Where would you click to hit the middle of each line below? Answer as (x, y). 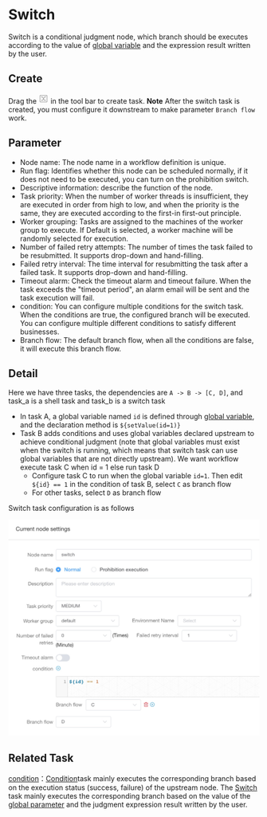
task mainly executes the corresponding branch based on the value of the (130, 795)
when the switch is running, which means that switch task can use (128, 450)
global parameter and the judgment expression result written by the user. (128, 804)
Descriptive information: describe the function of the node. (116, 187)
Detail (23, 373)
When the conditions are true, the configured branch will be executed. (135, 314)
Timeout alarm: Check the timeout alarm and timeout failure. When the (135, 281)
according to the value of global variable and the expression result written (130, 45)
